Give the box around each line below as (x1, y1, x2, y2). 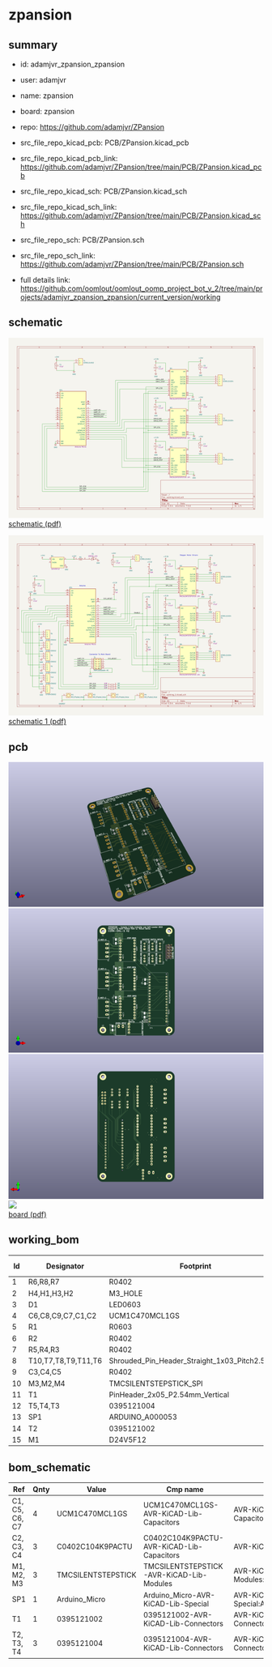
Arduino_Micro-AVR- (142, 1590, 216, 1600)
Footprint (179, 1261, 212, 1271)
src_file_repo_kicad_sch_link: (19, 203, 117, 211)
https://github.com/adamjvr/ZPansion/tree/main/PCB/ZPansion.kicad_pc (19, 162, 262, 172)
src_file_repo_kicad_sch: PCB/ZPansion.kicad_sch (19, 186, 188, 196)
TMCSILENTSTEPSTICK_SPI (108, 1379, 204, 1388)
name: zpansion (19, 91, 74, 100)
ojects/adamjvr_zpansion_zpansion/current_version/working (19, 292, 221, 301)
